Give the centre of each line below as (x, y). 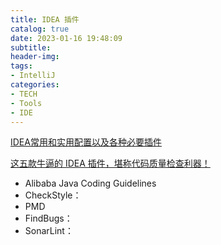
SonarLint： (49, 231)
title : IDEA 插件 (45, 19)
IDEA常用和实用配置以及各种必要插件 (86, 142)
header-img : (35, 57)
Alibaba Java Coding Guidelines (90, 183)
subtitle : (31, 47)
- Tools (26, 103)
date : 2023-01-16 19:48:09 (66, 38)
